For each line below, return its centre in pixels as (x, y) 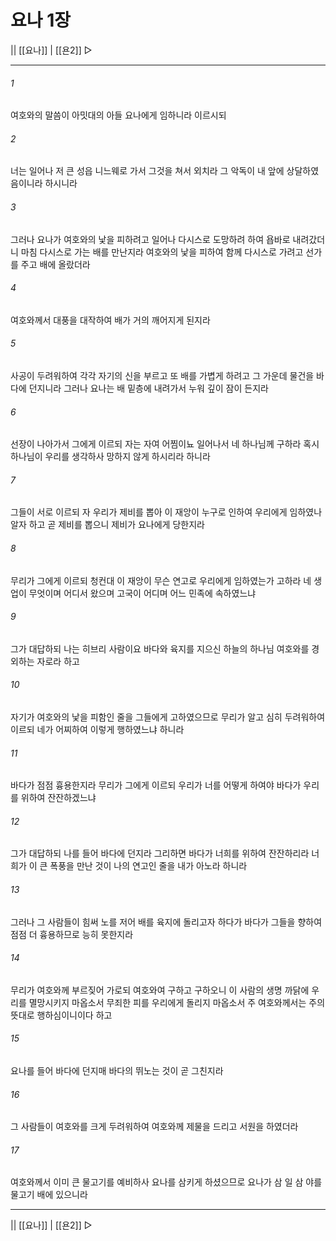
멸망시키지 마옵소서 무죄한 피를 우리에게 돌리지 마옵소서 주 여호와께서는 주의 (177, 1002)
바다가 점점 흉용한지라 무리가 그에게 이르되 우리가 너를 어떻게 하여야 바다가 (156, 785)
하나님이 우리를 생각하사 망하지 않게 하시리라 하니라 (110, 457)
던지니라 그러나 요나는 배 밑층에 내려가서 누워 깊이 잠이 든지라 (148, 388)
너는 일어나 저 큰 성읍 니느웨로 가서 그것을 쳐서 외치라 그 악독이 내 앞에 (147, 171)
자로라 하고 (58, 661)
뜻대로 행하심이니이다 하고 (61, 1015)
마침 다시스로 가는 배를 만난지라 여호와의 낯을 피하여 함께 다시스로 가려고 (162, 252)
